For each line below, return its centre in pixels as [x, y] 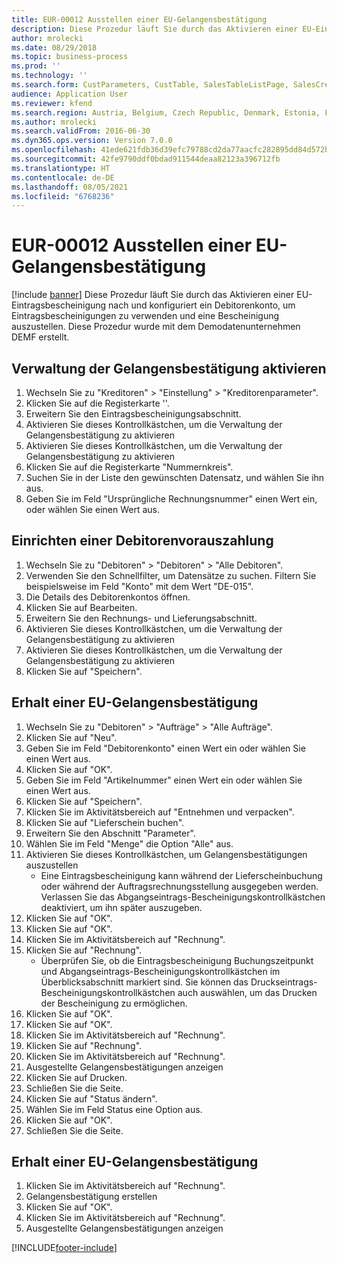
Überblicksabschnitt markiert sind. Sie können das [144, 982]
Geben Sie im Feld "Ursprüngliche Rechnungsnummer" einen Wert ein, [171, 499]
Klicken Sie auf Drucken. [76, 1077]
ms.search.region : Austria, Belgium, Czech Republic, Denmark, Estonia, [166, 112]
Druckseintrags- [284, 982]
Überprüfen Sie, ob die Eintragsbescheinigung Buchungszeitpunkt [177, 960]
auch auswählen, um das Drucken [247, 992]
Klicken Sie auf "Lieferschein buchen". [105, 822]
